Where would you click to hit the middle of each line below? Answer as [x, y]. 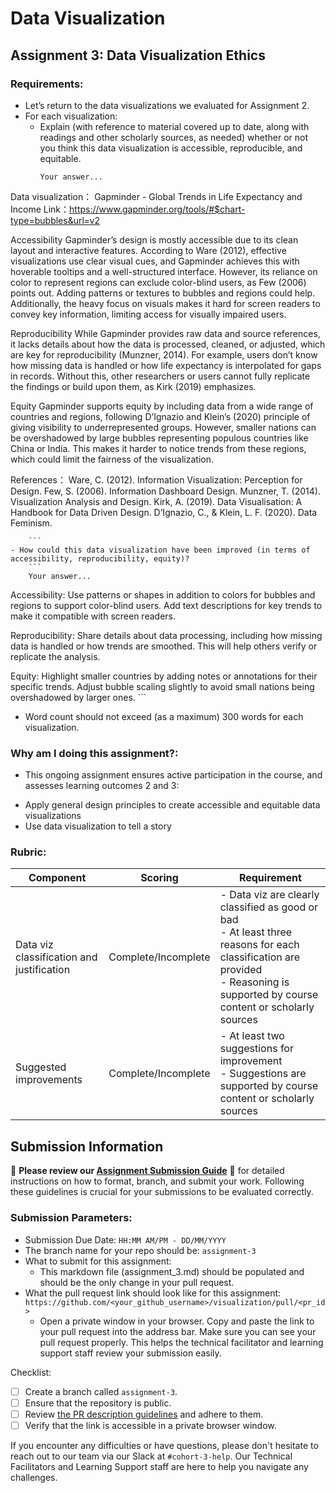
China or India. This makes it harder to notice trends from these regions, [158, 448]
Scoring [159, 878]
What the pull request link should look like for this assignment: [153, 1293]
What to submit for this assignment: [98, 1261]
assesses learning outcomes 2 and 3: [102, 786]
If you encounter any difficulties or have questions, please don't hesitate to [164, 1445]
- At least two [252, 1036]
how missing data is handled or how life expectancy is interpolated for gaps [166, 365]
